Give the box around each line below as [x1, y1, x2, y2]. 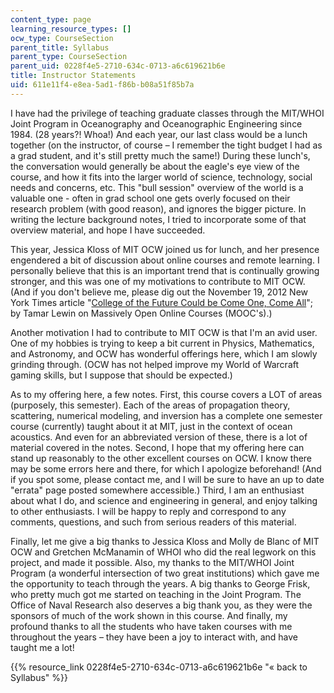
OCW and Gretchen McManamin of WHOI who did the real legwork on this [10, 546, 317, 558]
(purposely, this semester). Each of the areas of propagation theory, [10, 399, 291, 411]
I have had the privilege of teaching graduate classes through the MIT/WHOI [10, 107, 325, 119]
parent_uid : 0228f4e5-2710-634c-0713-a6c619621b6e [10, 61, 226, 71]
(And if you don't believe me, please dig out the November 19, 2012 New [10, 286, 309, 298]
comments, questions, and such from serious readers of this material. [10, 516, 297, 528]
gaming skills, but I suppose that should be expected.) [10, 369, 233, 381]
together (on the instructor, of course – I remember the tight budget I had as [10, 139, 323, 151]
